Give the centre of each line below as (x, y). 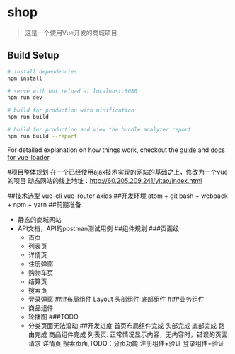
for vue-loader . (29, 157)
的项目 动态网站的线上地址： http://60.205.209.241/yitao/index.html (105, 180)
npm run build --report (42, 136)
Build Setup (33, 55)
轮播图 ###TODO (53, 317)
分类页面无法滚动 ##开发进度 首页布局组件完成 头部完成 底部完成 (122, 325)
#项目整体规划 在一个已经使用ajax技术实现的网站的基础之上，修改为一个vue (117, 172)
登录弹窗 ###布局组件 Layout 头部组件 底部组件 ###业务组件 (116, 299)
